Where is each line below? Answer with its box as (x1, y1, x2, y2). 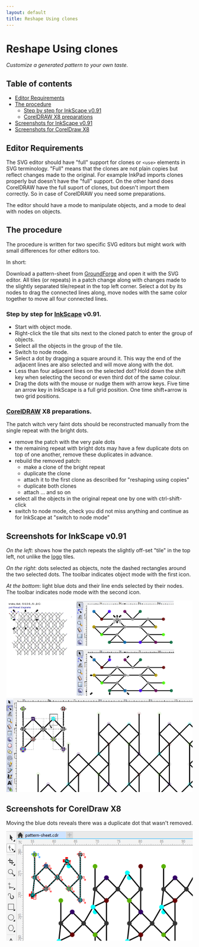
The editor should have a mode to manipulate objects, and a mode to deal (6, 202, 186, 209)
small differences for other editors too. (6, 247, 100, 254)
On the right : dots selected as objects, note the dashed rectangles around (6, 565, 187, 572)
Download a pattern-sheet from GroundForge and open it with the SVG (6, 270, 179, 277)
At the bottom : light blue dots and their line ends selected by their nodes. (6, 582, 184, 590)
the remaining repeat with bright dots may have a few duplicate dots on (14, 444, 189, 452)
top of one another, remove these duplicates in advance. (14, 451, 153, 458)
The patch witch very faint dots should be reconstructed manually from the (6, 421, 190, 428)
